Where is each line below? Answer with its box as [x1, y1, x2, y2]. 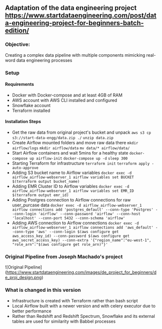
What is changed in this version [5, 287, 81, 294]
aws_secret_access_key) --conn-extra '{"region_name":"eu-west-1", [12, 238, 151, 243]
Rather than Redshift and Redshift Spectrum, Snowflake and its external [12, 313, 155, 319]
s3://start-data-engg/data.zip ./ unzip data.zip [12, 136, 114, 141]
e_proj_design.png [5, 275, 42, 281]
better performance [12, 308, 52, 314]
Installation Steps [5, 119, 41, 125]
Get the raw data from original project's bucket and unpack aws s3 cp [12, 129, 151, 135]
